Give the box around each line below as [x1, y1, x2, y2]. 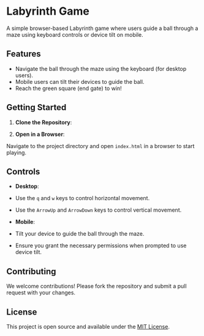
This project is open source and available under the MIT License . [6, 323, 170, 330]
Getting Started [6, 102, 67, 113]
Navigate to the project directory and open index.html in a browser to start [6, 142, 195, 149]
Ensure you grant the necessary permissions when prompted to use [15, 242, 187, 249]
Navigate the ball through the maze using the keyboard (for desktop [15, 65, 187, 72]
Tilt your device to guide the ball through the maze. [15, 230, 145, 237]
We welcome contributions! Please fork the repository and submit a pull [6, 283, 187, 290]
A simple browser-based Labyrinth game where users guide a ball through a [6, 24, 198, 32]
